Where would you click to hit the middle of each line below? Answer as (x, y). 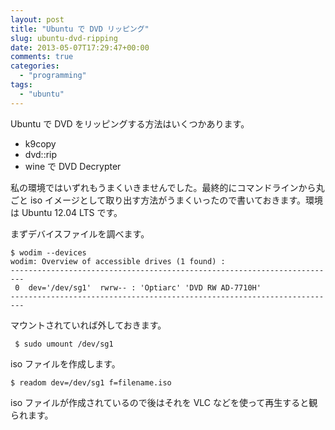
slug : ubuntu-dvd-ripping (64, 38)
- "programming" (53, 76)
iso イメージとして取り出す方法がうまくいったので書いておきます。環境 (176, 200)
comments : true (42, 57)
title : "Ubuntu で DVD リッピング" (80, 29)
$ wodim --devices (48, 252)
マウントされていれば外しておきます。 (88, 325)
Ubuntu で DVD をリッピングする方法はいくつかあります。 (130, 123)
